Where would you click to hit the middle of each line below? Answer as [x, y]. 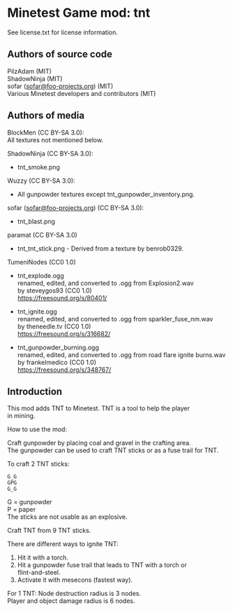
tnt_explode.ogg [40, 275]
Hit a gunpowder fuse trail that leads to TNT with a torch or [102, 565]
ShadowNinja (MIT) [35, 78]
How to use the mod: [37, 429]
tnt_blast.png [36, 221]
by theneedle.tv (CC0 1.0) [54, 326]
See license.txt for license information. [63, 32]
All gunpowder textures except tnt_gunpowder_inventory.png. [106, 194]
